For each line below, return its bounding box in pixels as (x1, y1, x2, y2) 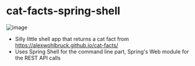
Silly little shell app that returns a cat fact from (14, 35, 129, 42)
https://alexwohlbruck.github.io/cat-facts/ (14, 42, 119, 49)
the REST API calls (14, 54, 61, 61)
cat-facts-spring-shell (6, 4, 121, 18)
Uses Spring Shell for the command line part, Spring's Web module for (14, 48, 189, 55)
